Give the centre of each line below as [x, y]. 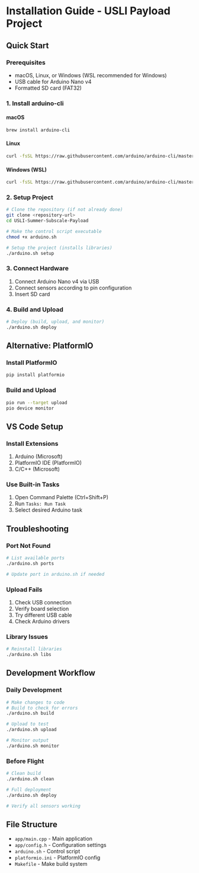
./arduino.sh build [30, 713]
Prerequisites [26, 62]
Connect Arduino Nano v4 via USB [57, 281]
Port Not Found [28, 546]
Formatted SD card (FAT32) [48, 88]
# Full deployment [29, 790]
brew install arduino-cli [38, 130]
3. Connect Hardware [38, 269]
